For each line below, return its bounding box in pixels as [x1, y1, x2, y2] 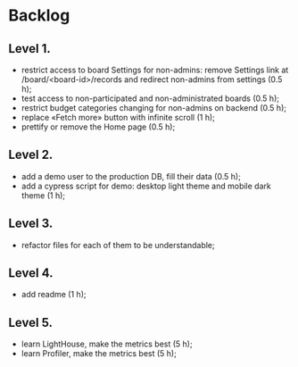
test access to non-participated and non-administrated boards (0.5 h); [21, 93, 280, 104]
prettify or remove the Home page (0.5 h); [21, 121, 176, 132]
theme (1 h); [21, 189, 66, 201]
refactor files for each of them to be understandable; [21, 239, 215, 250]
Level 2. [8, 147, 54, 163]
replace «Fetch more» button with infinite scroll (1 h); [21, 113, 216, 122]
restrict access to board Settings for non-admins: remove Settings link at [21, 64, 289, 75]
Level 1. [8, 41, 51, 56]
